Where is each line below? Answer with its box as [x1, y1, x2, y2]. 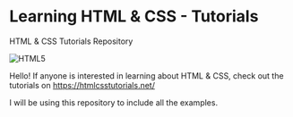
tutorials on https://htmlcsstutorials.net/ [9, 79, 155, 90]
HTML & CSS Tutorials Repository [9, 36, 134, 46]
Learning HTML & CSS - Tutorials [9, 6, 259, 27]
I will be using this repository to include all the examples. [9, 96, 218, 108]
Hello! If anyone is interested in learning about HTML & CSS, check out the [9, 70, 284, 81]
